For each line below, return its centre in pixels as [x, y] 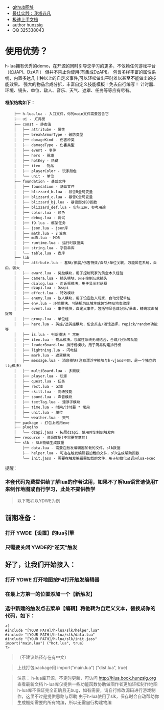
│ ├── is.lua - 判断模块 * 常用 [47, 335]
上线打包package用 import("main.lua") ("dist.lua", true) [72, 668]
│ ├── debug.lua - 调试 [39, 218]
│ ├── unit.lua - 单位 [38, 413]
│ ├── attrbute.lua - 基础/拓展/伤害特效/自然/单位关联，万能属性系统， [83, 263]
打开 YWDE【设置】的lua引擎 [40, 533]
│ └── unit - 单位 [34, 177]
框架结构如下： [20, 102]
